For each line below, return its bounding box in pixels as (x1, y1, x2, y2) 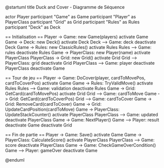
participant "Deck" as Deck (5, 24, 61, 30)
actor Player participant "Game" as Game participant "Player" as (5, 14, 136, 19)
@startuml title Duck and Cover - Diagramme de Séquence (5, 4, 125, 10)
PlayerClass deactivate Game (5, 65, 65, 71)
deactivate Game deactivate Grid (5, 122, 73, 128)
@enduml (5, 157, 25, 163)
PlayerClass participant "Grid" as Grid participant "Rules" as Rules (5, 19, 140, 25)
